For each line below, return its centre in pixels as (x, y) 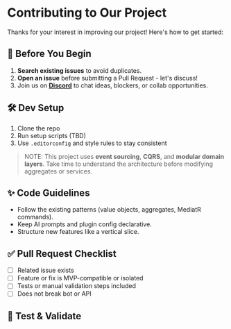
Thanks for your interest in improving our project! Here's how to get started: (115, 32)
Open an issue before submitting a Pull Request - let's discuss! (107, 78)
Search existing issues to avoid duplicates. (79, 70)
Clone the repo (38, 128)
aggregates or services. (58, 171)
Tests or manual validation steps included (77, 286)
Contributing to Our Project (87, 13)
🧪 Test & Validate (44, 316)
